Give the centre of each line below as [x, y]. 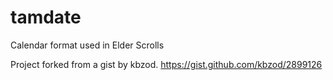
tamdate [46, 17]
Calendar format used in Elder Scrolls [87, 45]
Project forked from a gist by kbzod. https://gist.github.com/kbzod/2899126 [166, 64]
